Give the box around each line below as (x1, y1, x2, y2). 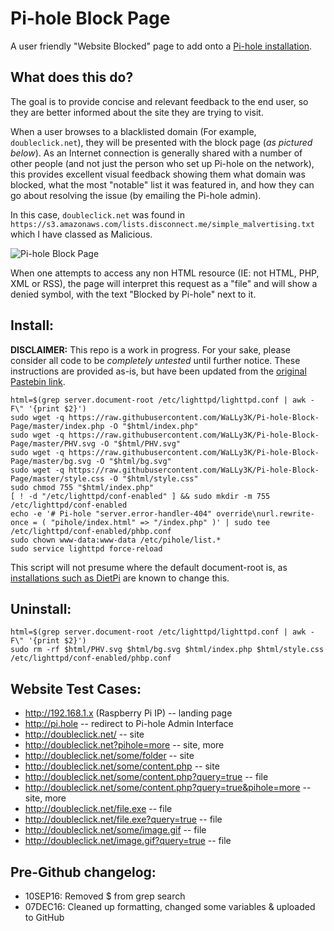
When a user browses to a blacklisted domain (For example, (10, 125, 257, 137)
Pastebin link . (10, 375, 66, 387)
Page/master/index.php (10, 421, 105, 431)
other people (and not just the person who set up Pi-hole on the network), (10, 157, 315, 169)
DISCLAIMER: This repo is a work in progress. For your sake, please (10, 343, 291, 356)
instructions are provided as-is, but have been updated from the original (10, 365, 307, 377)
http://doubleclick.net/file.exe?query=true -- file (24, 813, 223, 826)
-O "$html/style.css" (108, 473, 199, 484)
